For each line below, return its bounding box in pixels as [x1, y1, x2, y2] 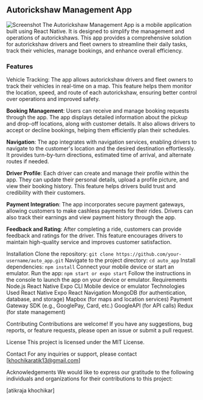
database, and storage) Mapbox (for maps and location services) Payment [6, 295, 193, 303]
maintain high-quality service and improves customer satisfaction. [6, 239, 172, 246]
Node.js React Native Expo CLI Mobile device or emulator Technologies [6, 282, 185, 290]
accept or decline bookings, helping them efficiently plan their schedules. [6, 127, 190, 134]
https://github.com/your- [116, 251, 182, 258]
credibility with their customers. [6, 189, 86, 197]
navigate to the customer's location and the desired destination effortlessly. [6, 145, 196, 152]
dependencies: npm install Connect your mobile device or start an [6, 263, 174, 270]
